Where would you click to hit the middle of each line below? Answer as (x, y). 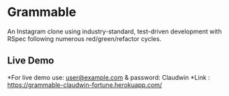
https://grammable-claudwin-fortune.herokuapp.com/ (85, 85)
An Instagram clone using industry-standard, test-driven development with (114, 31)
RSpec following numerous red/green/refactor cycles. (84, 38)
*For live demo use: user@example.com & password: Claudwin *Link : (109, 77)
